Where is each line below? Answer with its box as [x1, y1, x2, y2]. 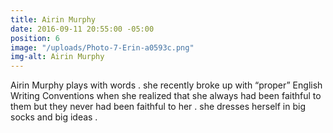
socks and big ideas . [10, 111, 98, 123]
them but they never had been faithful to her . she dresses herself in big [10, 101, 307, 113]
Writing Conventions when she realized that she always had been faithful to [10, 90, 322, 102]
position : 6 [10, 33, 60, 43]
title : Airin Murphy [10, 14, 97, 25]
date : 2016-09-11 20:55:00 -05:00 [10, 24, 155, 34]
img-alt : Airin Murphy [10, 52, 105, 62]
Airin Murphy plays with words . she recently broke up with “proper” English [10, 79, 323, 91]
